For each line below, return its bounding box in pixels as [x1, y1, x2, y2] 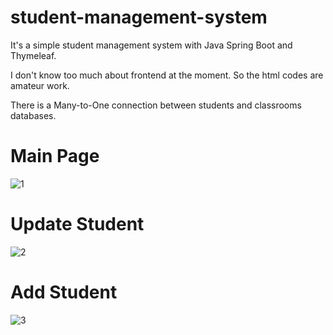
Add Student [10, 281, 118, 303]
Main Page [10, 145, 100, 168]
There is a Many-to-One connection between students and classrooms [10, 99, 302, 111]
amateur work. [10, 79, 70, 91]
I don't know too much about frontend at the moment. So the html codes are [10, 69, 324, 81]
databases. [10, 109, 57, 121]
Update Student [10, 213, 145, 236]
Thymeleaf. [10, 49, 57, 61]
